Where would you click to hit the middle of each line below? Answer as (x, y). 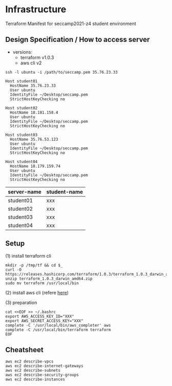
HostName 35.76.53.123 (34, 139)
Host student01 (21, 81)
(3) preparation (21, 302)
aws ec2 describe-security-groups (42, 375)
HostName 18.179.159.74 (35, 166)
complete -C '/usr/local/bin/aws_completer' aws (58, 325)
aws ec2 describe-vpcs (29, 361)
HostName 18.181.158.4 (34, 112)
